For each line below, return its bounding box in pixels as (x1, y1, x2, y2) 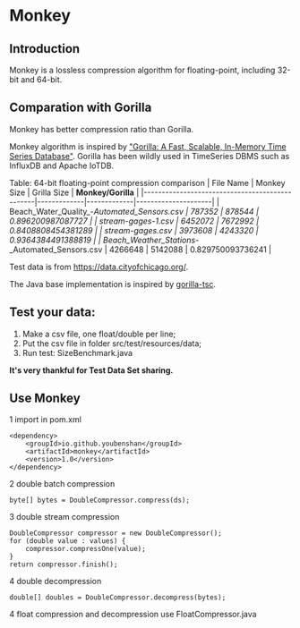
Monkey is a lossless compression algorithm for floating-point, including (9, 64, 276, 75)
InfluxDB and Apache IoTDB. (9, 160, 115, 171)
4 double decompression (9, 576, 102, 587)
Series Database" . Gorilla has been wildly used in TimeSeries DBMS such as (9, 150, 290, 161)
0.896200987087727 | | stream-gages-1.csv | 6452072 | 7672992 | (9, 216, 260, 226)
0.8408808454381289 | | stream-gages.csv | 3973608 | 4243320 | (9, 225, 259, 235)
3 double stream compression (9, 512, 120, 522)
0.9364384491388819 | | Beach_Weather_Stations (9, 234, 196, 245)
